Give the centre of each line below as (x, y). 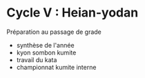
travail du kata (37, 59)
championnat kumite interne (56, 67)
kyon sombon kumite (46, 52)
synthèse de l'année (45, 45)
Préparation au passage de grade (54, 32)
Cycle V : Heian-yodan (72, 13)
